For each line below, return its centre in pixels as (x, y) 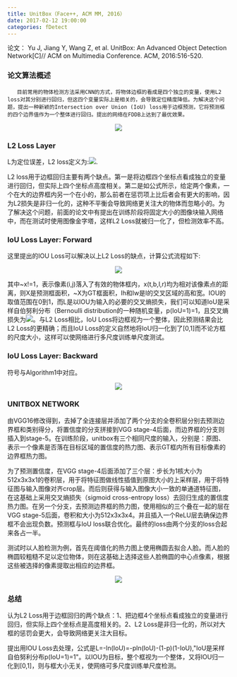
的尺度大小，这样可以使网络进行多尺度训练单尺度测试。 (87, 337)
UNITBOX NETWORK (43, 404)
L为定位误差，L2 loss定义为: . (53, 161)
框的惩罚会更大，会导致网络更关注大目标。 (69, 633)
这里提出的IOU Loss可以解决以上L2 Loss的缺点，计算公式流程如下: (104, 256)
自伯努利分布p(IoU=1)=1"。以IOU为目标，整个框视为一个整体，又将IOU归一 (116, 657)
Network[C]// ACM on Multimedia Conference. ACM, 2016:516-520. (105, 56)
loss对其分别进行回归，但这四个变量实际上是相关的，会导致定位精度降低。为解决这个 (114, 100)
